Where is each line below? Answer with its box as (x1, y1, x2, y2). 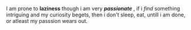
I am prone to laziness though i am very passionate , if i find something (6, 5, 180, 12)
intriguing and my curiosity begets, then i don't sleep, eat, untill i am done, (6, 11, 186, 18)
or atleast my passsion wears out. (6, 18, 88, 24)
